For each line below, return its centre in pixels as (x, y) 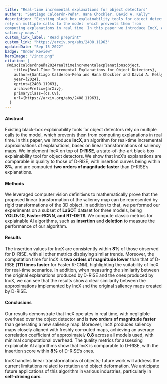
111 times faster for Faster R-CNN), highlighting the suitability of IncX (88, 264)
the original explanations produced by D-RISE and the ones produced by (79, 275)
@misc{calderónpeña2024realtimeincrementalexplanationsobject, (74, 65)
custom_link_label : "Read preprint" (43, 38)
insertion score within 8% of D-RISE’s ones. (50, 351)
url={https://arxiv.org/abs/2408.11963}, (57, 98)
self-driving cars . (24, 376)
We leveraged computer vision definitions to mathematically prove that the (81, 194)
